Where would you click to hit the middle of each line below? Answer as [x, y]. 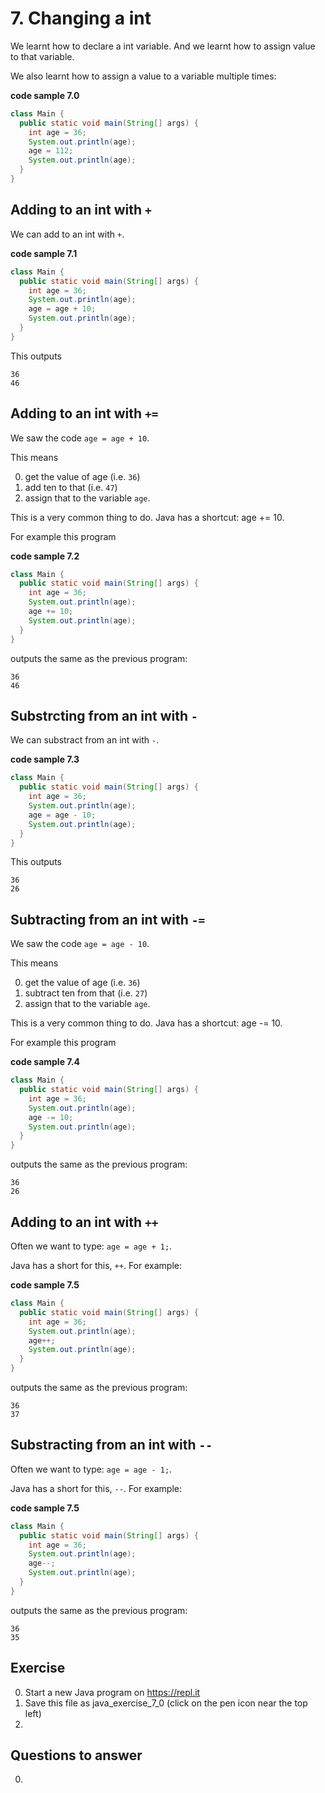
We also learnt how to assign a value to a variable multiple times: [143, 76]
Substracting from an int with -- [111, 1445]
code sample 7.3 [45, 759]
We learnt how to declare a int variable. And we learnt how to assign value [163, 46]
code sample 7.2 [45, 556]
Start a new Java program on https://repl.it [112, 1692]
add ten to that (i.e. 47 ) [71, 487]
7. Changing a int [81, 18]
